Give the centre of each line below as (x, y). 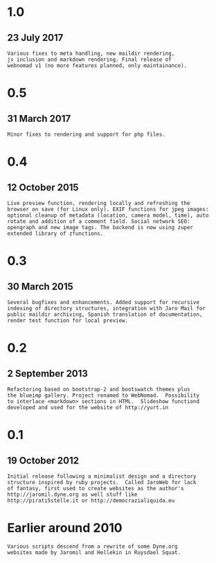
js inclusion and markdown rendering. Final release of (89, 60)
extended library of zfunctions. (55, 233)
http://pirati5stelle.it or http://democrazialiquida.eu (91, 501)
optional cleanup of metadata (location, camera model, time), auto (108, 215)
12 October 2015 (43, 187)
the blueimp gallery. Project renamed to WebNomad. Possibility (103, 395)
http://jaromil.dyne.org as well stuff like (72, 494)
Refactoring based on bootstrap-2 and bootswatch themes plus (99, 389)
